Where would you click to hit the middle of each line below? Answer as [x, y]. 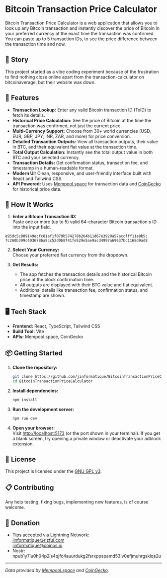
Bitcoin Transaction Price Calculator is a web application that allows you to [81, 23]
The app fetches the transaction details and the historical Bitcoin [86, 274]
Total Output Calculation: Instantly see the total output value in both [83, 152]
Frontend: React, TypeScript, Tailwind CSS [56, 326]
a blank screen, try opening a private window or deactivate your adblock [86, 438]
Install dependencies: [35, 391]
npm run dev [25, 418]
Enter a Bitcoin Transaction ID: [44, 217]
